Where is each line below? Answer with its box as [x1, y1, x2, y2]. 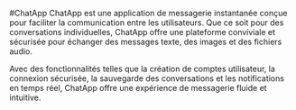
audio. [9, 46, 33, 57]
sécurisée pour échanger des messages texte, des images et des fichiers [9, 36, 282, 47]
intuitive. [9, 92, 42, 103]
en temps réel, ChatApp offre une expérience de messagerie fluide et [9, 83, 268, 93]
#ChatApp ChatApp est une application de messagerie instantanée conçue [9, 8, 288, 18]
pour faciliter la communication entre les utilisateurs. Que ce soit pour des [9, 17, 284, 28]
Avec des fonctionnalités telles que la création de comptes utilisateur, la [9, 63, 275, 74]
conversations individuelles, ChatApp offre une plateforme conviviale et [9, 27, 276, 37]
